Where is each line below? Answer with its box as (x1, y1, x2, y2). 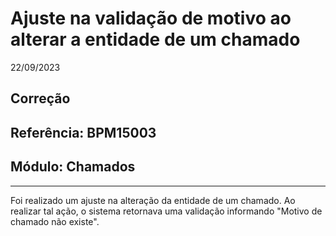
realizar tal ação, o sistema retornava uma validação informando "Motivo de (10, 205, 323, 217)
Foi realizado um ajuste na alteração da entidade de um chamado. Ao (10, 194, 296, 206)
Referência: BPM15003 (10, 124, 157, 141)
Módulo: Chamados (10, 158, 136, 176)
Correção (10, 90, 71, 107)
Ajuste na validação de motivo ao (10, 7, 292, 30)
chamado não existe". (10, 215, 100, 227)
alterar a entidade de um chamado (10, 28, 301, 51)
